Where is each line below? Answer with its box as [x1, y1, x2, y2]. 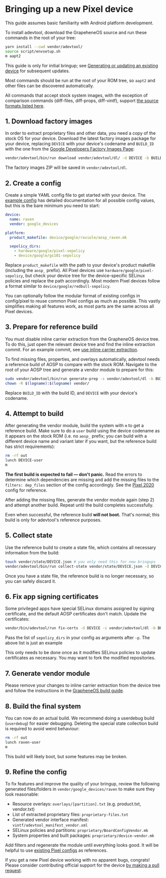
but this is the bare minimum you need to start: [5, 203, 100, 209]
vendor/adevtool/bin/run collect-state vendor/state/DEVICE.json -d [5, 564, 149, 569]
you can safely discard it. [5, 578, 56, 584]
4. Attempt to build [5, 410, 64, 418]
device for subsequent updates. [5, 68, 70, 74]
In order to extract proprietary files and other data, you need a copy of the [5, 130, 156, 136]
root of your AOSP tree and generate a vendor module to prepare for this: [5, 367, 154, 373]
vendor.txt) [12, 806, 35, 812]
